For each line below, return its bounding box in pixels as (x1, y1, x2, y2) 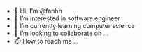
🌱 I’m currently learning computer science (13, 22, 135, 30)
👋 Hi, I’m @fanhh (13, 7, 63, 15)
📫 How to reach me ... (13, 37, 79, 45)
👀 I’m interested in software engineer (13, 14, 120, 22)
